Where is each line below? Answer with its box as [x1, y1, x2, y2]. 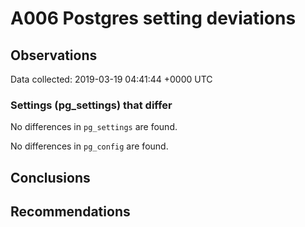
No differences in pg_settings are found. [10, 121, 178, 133]
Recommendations [10, 203, 131, 221]
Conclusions [10, 169, 91, 186]
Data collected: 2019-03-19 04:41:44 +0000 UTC [10, 73, 213, 85]
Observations [10, 47, 98, 64]
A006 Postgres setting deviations [10, 7, 297, 30]
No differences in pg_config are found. [10, 140, 169, 152]
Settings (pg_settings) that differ [10, 98, 173, 112]
